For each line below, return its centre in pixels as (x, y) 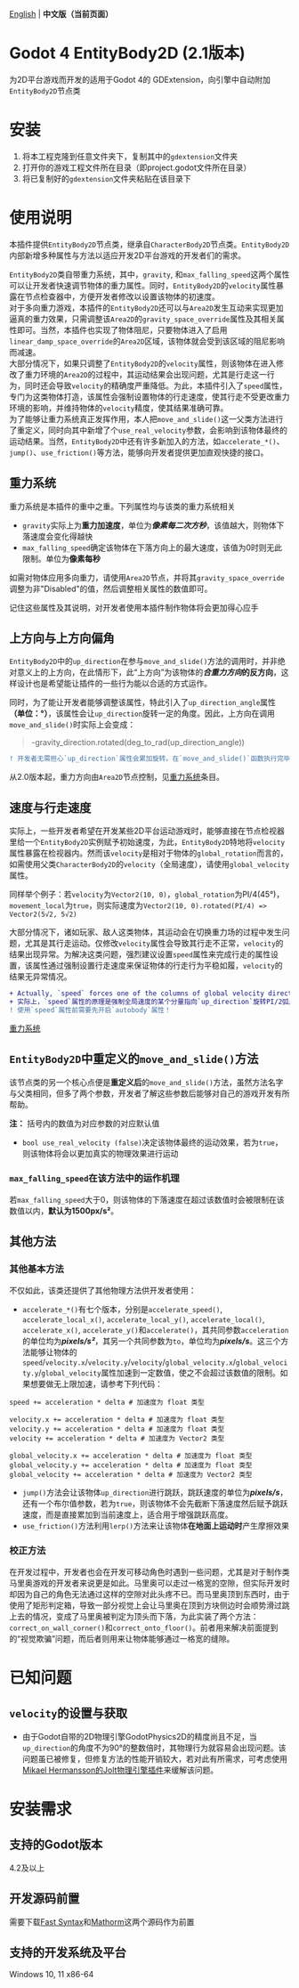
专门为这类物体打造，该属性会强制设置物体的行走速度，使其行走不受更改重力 (149, 396)
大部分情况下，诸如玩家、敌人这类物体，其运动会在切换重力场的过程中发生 (145, 932)
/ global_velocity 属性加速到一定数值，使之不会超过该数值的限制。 (159, 1372)
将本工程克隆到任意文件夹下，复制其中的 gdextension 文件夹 (130, 156)
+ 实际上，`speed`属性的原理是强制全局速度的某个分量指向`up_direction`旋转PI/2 (146, 1002)
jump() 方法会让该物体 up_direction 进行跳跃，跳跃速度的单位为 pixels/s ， (155, 1492)
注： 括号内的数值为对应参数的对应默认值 (85, 1123)
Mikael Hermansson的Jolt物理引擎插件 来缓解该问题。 (120, 1770)
